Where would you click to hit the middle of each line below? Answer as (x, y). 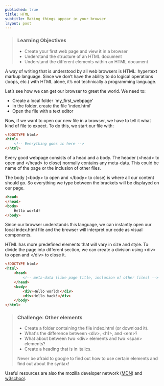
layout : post (18, 23)
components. (18, 235)
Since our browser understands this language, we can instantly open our (78, 225)
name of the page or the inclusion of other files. (53, 168)
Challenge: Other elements (50, 318)
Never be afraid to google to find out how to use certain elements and (87, 359)
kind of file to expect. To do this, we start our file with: (59, 126)
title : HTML (17, 14)
